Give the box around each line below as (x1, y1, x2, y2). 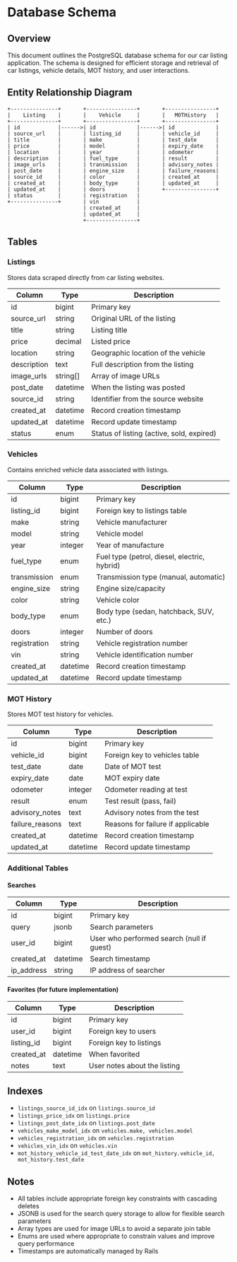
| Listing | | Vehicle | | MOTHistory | (7, 111, 219, 119)
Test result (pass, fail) (104, 796, 176, 806)
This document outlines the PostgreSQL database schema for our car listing (7, 51, 228, 59)
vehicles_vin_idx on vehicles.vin (17, 1141, 118, 1150)
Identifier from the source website (91, 394, 204, 404)
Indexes (7, 1085, 44, 1097)
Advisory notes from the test (104, 807, 200, 817)
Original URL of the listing (91, 313, 176, 323)
